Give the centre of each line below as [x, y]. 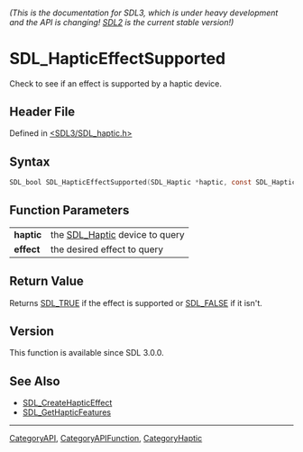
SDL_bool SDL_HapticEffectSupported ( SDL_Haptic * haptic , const [131, 183]
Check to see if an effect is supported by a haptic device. [116, 83]
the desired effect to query [107, 249]
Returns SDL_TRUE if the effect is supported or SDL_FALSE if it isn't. [136, 303]
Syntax [30, 162]
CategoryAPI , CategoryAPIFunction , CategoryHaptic [106, 438]
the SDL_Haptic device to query [117, 234]
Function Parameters [69, 210]
